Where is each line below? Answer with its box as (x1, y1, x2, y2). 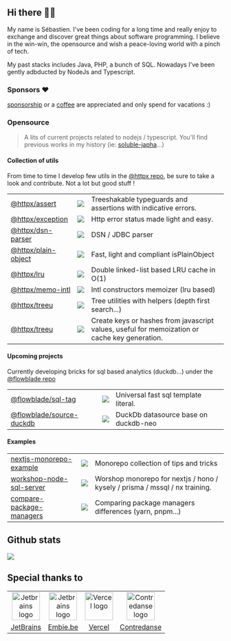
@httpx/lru (10, 269, 45, 279)
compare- (10, 494, 45, 503)
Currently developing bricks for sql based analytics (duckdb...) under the (7, 367, 213, 376)
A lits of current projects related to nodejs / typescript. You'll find (23, 133, 208, 142)
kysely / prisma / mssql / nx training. (95, 483, 212, 492)
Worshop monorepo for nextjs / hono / (95, 474, 219, 484)
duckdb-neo (115, 418, 157, 428)
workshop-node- (10, 474, 69, 484)
